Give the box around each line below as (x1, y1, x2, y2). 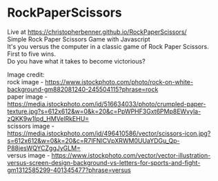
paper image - (7, 92, 48, 101)
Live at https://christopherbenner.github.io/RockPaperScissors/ (7, 28, 188, 36)
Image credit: (7, 70, 45, 79)
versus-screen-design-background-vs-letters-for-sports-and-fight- (7, 158, 201, 166)
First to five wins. (7, 50, 57, 58)
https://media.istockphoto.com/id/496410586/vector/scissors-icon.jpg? (7, 129, 211, 137)
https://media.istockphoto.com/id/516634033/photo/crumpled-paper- (7, 99, 206, 108)
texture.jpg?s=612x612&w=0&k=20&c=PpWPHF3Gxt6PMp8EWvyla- (7, 107, 201, 115)
